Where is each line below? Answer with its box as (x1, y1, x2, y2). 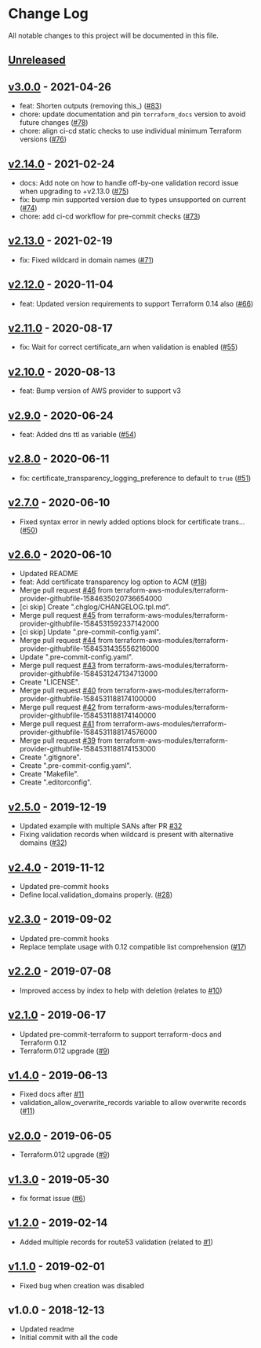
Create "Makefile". (19, 769, 79, 779)
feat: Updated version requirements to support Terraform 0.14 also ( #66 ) (19, 299, 254, 308)
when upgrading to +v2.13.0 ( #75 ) (19, 186, 129, 196)
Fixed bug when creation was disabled (19, 1280, 145, 1290)
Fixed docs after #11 (19, 1089, 85, 1099)
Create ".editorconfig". (19, 777, 92, 787)
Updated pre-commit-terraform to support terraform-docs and (19, 1029, 222, 1038)
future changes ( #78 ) (19, 118, 89, 127)
